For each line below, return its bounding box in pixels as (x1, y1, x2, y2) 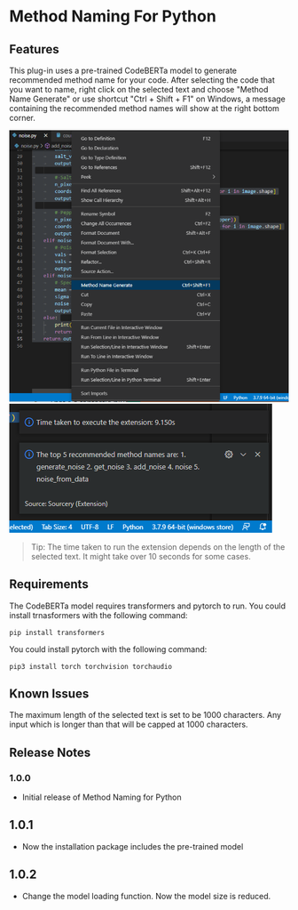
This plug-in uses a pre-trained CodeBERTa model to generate (9, 65, 238, 76)
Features (9, 42, 59, 57)
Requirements (9, 576, 89, 592)
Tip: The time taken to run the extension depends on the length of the (30, 541, 286, 552)
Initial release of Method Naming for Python (21, 792, 182, 802)
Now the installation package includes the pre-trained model (21, 841, 244, 851)
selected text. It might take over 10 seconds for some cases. (30, 551, 251, 561)
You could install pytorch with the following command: (9, 643, 208, 655)
